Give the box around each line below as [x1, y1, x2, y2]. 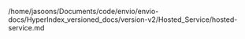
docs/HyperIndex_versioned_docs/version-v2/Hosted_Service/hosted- [8, 15, 238, 24]
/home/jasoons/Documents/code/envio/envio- [8, 7, 159, 16]
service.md [8, 23, 45, 32]
